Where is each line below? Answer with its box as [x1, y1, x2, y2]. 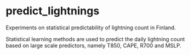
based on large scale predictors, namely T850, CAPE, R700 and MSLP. [5, 42, 182, 49]
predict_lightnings [5, 4, 100, 18]
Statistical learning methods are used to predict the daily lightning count [5, 35, 185, 42]
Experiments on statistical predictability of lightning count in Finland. [5, 24, 176, 31]
